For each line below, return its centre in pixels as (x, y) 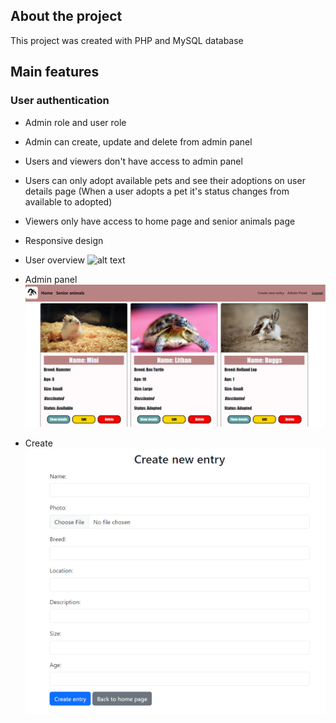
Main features (55, 72)
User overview (54, 260)
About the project (66, 16)
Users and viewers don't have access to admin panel (133, 161)
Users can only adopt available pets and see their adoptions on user (165, 180)
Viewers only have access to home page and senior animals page (160, 221)
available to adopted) (68, 201)
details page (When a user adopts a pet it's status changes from (157, 191)
